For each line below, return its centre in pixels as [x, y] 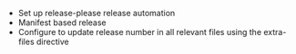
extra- [275, 32]
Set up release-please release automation [97, 13]
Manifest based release [62, 22]
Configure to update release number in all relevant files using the [140, 32]
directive [53, 41]
